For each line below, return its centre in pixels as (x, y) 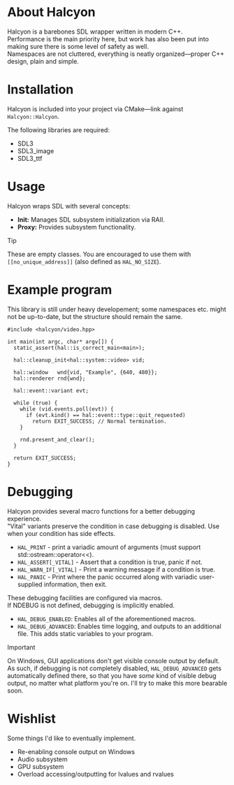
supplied (30, 584)
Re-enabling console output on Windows (76, 751)
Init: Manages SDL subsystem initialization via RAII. (91, 219)
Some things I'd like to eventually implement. (72, 738)
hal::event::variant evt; (51, 390)
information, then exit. (75, 584)
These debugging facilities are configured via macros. (85, 597)
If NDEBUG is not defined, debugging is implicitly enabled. (91, 605)
